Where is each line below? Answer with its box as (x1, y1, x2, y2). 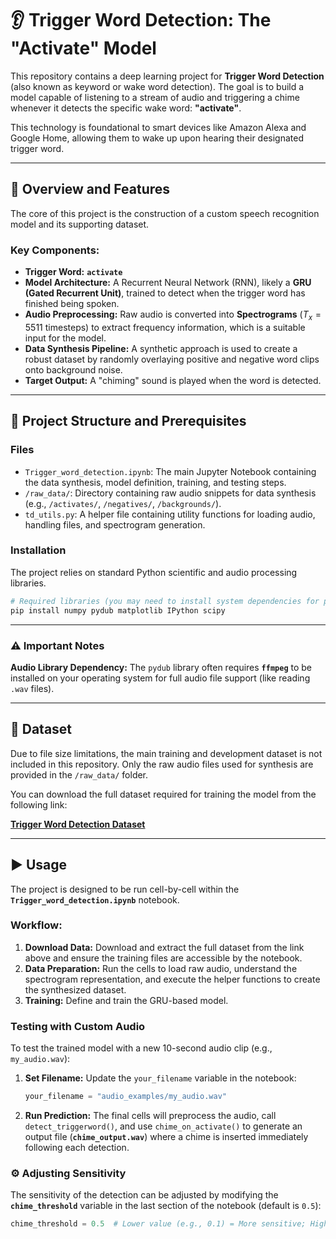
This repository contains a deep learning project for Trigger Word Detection (10, 70, 325, 82)
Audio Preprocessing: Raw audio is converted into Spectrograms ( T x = (24, 308, 322, 322)
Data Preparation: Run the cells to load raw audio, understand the (24, 962, 298, 974)
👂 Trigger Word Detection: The (10, 9, 272, 32)
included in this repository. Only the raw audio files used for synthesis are (10, 758, 314, 770)
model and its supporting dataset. (10, 218, 150, 230)
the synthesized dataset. (24, 983, 127, 996)
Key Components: (10, 243, 100, 257)
